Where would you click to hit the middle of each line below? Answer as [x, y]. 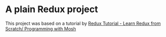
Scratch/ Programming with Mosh [41, 28]
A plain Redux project [52, 9]
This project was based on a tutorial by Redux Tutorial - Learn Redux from [83, 23]
